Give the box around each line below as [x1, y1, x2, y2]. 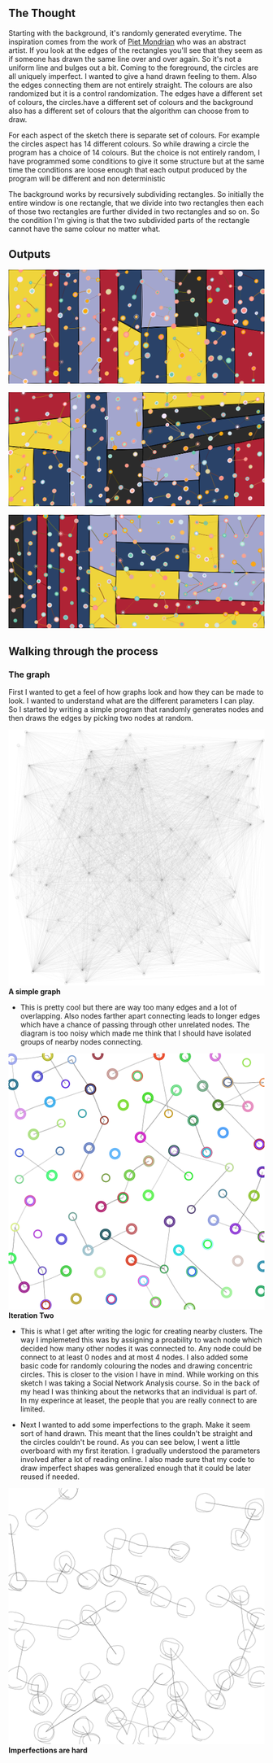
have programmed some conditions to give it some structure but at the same [8, 156, 265, 166]
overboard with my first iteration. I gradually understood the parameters [19, 1446, 261, 1455]
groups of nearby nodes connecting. [19, 1037, 144, 1047]
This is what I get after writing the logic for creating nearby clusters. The [19, 1326, 262, 1337]
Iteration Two [8, 1311, 54, 1320]
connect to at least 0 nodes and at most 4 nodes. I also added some [19, 1352, 249, 1362]
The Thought [8, 7, 76, 20]
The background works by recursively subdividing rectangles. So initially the [8, 189, 264, 199]
